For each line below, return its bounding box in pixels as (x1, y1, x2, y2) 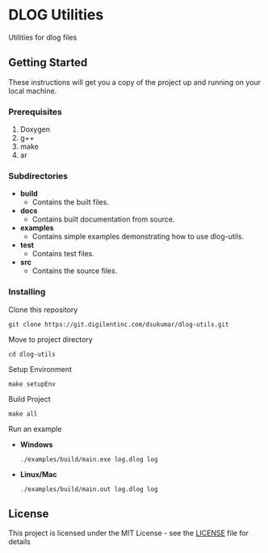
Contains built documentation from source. (31, 214, 175, 224)
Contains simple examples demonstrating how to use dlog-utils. (31, 232, 245, 242)
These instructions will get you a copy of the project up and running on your (8, 77, 261, 87)
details (8, 537, 31, 547)
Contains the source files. (31, 266, 118, 276)
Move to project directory (8, 334, 93, 344)
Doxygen (19, 125, 51, 134)
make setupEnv (8, 380, 57, 388)
